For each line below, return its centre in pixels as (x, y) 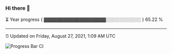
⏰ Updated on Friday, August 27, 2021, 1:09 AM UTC (60, 36)
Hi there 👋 (18, 8)
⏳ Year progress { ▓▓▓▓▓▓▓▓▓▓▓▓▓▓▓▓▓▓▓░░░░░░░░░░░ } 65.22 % (84, 19)
